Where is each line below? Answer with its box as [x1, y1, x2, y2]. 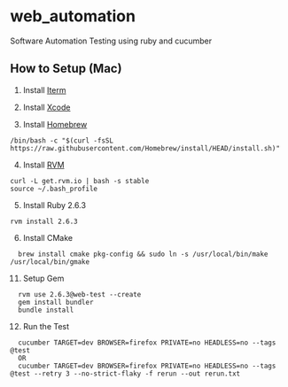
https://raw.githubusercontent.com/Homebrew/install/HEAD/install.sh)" [10, 143, 280, 152]
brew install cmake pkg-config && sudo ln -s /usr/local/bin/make [18, 250, 269, 259]
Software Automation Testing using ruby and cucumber [10, 35, 213, 46]
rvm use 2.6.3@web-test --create [18, 290, 142, 298]
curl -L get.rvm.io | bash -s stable [10, 176, 150, 185]
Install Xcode [22, 102, 71, 112]
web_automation [10, 6, 136, 27]
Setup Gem [22, 273, 65, 283]
